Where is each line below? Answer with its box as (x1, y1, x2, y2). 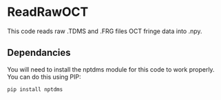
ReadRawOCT (7, 4, 89, 20)
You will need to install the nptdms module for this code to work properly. (7, 65, 215, 73)
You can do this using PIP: (7, 72, 81, 81)
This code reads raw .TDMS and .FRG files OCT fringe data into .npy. (7, 27, 202, 35)
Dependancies (7, 47, 71, 59)
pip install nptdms (7, 86, 63, 93)
